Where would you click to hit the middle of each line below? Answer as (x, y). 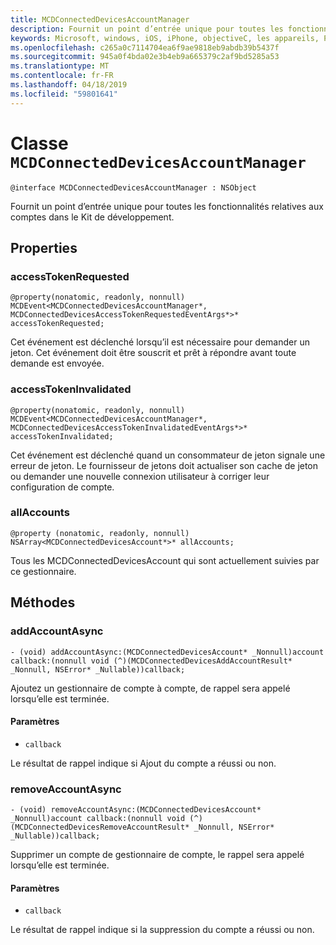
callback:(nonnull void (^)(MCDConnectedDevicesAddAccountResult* (151, 661)
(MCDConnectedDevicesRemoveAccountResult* (100, 827)
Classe (39, 143)
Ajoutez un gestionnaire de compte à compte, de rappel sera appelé (150, 688)
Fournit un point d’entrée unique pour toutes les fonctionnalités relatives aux (167, 206)
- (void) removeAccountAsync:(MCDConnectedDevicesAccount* (136, 810)
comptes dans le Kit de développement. (92, 217)
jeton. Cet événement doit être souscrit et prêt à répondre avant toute (153, 353)
